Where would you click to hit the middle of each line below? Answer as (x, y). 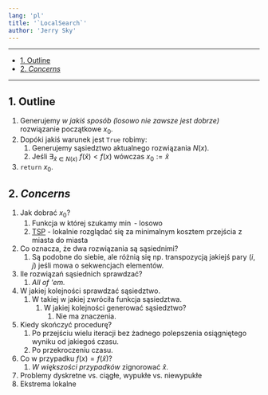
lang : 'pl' (26, 16)
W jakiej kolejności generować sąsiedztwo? (115, 308)
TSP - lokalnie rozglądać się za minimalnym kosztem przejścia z (137, 232)
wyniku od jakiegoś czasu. (75, 342)
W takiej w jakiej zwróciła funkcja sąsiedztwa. (106, 299)
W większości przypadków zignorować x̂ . (100, 367)
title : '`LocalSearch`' (48, 23)
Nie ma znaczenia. (86, 316)
